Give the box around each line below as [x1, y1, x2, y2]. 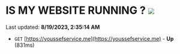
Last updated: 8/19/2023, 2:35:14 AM [5, 23, 100, 31]
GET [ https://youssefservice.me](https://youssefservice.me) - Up [14, 35, 174, 42]
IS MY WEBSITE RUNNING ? [5, 4, 146, 17]
